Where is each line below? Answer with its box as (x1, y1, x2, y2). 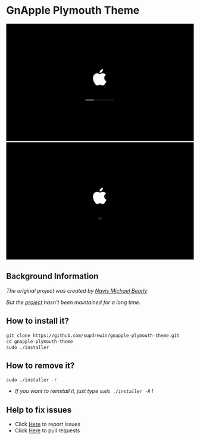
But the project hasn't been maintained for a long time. (6, 299, 141, 306)
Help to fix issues (6, 405, 72, 415)
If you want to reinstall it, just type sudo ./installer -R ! (14, 388, 154, 395)
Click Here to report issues (14, 421, 81, 428)
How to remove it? (6, 360, 75, 370)
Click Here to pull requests (14, 427, 80, 434)
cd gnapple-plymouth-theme (6, 338, 73, 345)
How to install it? (6, 316, 70, 326)
